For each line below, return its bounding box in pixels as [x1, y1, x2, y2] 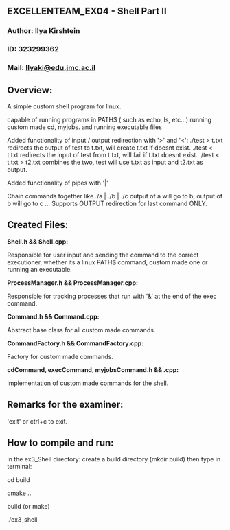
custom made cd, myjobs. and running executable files [7, 123, 163, 131]
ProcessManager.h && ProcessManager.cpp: [7, 278, 139, 287]
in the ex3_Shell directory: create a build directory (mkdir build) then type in [7, 455, 221, 463]
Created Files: [7, 219, 69, 231]
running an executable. [7, 265, 72, 273]
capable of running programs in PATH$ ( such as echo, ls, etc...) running [7, 115, 211, 124]
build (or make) [7, 503, 50, 511]
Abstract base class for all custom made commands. [7, 325, 156, 334]
